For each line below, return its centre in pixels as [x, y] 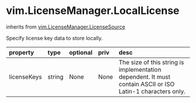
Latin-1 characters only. [152, 91]
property [22, 52]
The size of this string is [151, 62]
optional [81, 52]
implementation [140, 69]
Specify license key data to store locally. [55, 38]
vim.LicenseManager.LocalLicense [93, 11]
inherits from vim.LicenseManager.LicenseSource [66, 27]
